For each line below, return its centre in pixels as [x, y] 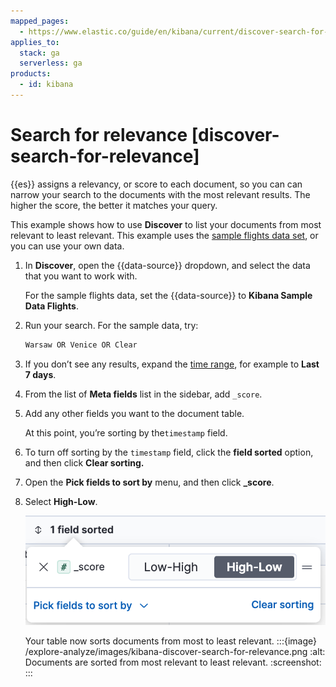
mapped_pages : [40, 21]
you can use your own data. [67, 246]
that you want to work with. [81, 276]
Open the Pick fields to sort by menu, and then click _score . [149, 482]
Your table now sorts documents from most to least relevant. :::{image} [170, 641]
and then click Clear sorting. [84, 462]
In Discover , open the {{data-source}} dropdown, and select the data [167, 265]
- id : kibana [46, 85]
